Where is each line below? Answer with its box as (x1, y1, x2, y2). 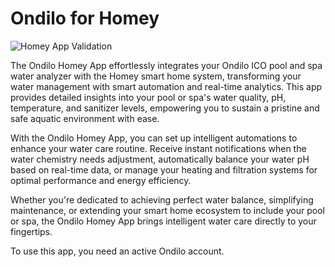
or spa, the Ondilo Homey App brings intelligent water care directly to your (10, 215, 317, 227)
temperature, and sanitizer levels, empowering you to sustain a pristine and (10, 102, 320, 114)
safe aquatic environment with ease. (10, 112, 160, 124)
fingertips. (10, 225, 53, 237)
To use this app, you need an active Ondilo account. (10, 245, 225, 257)
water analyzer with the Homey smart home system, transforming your (10, 70, 302, 82)
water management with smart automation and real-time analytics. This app (10, 80, 323, 92)
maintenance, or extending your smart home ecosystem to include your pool (10, 204, 325, 216)
